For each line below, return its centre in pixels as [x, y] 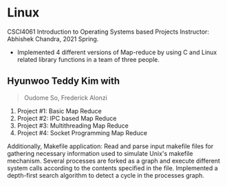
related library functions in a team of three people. [88, 59]
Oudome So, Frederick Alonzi [66, 97]
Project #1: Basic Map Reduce [59, 111]
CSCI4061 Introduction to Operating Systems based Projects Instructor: [108, 32]
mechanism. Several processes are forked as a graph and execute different [113, 161]
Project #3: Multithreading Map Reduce [73, 126]
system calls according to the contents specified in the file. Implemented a [112, 168]
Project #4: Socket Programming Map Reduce [82, 132]
